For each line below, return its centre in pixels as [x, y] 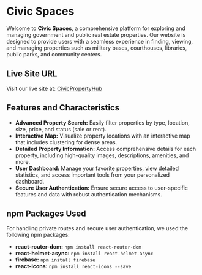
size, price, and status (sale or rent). [61, 129]
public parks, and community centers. [54, 54]
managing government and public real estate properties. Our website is [96, 34]
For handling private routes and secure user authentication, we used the [97, 228]
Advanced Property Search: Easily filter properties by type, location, [102, 122]
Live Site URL [32, 74]
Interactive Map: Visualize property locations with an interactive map [103, 136]
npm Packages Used [47, 213]
